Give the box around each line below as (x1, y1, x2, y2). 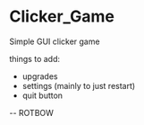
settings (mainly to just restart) (21, 80, 136, 91)
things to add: (9, 53, 61, 64)
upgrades (21, 70, 58, 82)
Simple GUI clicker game (9, 36, 100, 47)
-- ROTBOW (9, 107, 54, 118)
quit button (21, 90, 64, 101)
